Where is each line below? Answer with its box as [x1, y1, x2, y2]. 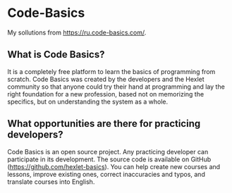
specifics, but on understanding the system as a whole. [7, 97, 169, 106]
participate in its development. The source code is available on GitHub [7, 155, 212, 163]
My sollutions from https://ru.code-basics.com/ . [7, 28, 147, 37]
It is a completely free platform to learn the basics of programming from [7, 67, 216, 75]
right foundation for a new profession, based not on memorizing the [7, 89, 204, 98]
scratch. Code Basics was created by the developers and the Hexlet [7, 75, 204, 83]
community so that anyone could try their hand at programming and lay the [7, 82, 226, 91]
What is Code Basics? [7, 49, 105, 61]
